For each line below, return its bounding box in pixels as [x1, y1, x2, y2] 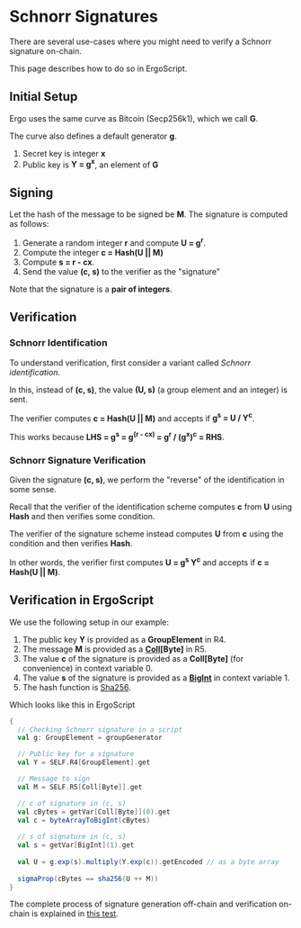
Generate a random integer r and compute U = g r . [22, 236, 207, 248]
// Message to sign [17, 774, 91, 784]
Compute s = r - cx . [22, 257, 95, 267]
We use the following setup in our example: [9, 617, 169, 627]
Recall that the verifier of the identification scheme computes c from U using [9, 501, 293, 512]
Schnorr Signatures [9, 6, 159, 27]
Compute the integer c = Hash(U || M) [22, 247, 164, 257]
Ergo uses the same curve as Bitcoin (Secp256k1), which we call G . [9, 113, 259, 123]
